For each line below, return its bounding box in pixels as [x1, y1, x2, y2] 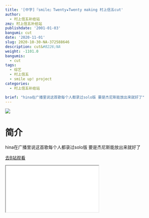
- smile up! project [9, 76, 52, 81]
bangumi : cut [5, 30, 32, 35]
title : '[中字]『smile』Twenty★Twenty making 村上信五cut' [5, 7, 124, 12]
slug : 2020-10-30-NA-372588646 [5, 40, 70, 45]
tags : [5, 63, 16, 68]
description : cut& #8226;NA [5, 44, 61, 49]
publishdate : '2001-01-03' [5, 26, 61, 31]
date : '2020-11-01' [5, 35, 46, 40]
